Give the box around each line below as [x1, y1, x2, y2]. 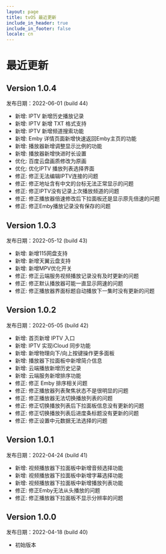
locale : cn [6, 31, 34, 37]
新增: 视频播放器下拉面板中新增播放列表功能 [14, 479, 123, 486]
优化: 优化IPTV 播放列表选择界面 [14, 165, 95, 172]
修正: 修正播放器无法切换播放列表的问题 [14, 394, 113, 402]
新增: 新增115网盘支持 [14, 250, 68, 257]
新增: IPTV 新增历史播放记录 [14, 112, 84, 120]
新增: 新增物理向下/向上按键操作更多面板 [14, 349, 115, 357]
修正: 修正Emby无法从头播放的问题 [14, 487, 101, 494]
